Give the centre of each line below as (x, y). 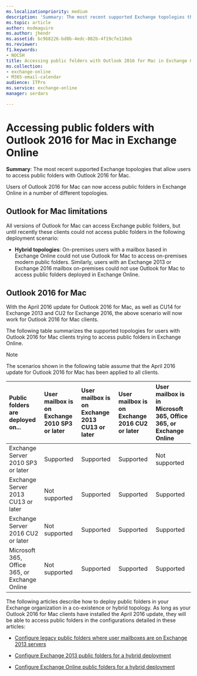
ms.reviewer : (22, 45)
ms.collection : (25, 66)
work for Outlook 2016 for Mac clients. (52, 319)
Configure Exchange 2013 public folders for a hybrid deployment (93, 655)
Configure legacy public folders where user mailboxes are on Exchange (101, 638)
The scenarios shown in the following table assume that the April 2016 (91, 366)
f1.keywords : (22, 50)
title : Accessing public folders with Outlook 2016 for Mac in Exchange (97, 61)
